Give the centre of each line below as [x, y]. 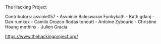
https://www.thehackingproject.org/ [42, 36]
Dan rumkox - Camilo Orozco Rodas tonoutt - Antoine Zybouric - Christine [81, 22]
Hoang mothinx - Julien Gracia [36, 27]
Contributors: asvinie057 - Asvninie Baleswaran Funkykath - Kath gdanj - [80, 16]
